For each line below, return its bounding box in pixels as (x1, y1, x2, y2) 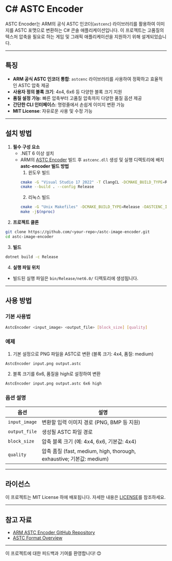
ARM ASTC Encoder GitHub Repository (12, 529, 95, 536)
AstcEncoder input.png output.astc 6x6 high (5, 381, 102, 386)
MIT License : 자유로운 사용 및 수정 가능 (12, 108, 93, 114)
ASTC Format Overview (12, 535, 62, 541)
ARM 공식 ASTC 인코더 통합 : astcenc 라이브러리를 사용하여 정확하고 (12, 75, 149, 82)
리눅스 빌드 (28, 194, 50, 201)
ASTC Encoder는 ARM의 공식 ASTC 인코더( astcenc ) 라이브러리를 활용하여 (5, 21, 156, 27)
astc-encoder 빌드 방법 (20, 163, 69, 169)
